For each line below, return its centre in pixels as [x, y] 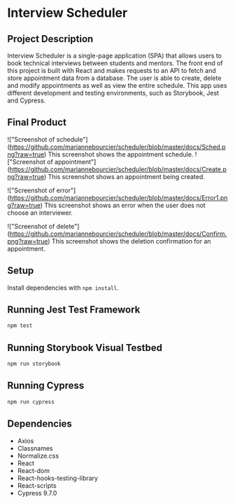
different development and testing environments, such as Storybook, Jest [113, 93]
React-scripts [37, 485]
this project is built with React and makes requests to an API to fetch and [112, 71]
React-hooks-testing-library [58, 478]
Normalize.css [38, 456]
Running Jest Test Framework [74, 310]
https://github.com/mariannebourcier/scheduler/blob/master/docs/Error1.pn [119, 197]
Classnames [35, 448]
